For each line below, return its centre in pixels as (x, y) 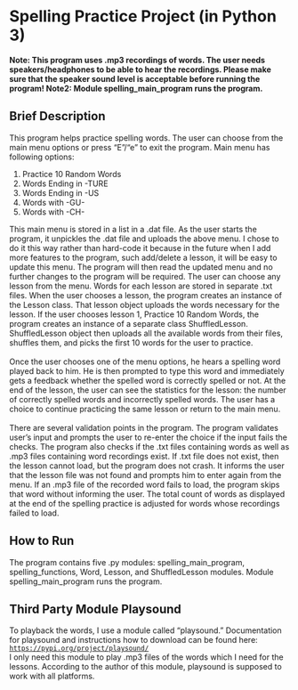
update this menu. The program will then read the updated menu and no (141, 267)
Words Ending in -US (60, 192)
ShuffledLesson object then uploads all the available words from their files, (146, 333)
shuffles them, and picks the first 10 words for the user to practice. (131, 342)
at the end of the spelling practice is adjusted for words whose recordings (145, 503)
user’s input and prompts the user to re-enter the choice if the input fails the (148, 437)
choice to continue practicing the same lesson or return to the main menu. (145, 409)
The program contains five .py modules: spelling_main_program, (127, 562)
